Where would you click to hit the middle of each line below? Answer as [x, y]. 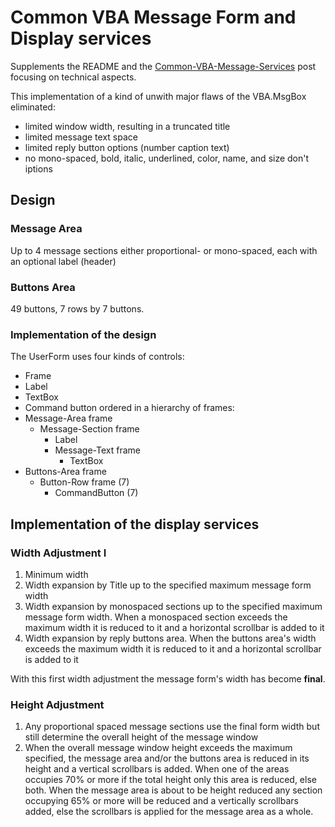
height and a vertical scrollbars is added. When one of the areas [157, 769]
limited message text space [81, 137]
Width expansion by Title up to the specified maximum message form [168, 585]
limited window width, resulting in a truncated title [127, 126]
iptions [38, 168]
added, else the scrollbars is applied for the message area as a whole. [169, 812]
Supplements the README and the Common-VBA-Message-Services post [163, 66]
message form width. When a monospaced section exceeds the [156, 617]
